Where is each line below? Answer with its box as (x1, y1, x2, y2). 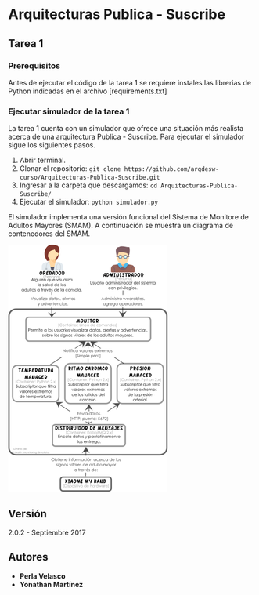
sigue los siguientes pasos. (8, 140, 96, 150)
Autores (8, 550, 49, 564)
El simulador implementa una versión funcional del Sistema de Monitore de (8, 212, 249, 222)
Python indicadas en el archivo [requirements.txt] (8, 86, 167, 96)
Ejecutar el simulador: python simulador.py (19, 198, 159, 207)
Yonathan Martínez (19, 579, 84, 589)
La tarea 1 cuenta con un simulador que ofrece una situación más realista (8, 124, 244, 133)
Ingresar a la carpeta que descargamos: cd (19, 180, 158, 190)
